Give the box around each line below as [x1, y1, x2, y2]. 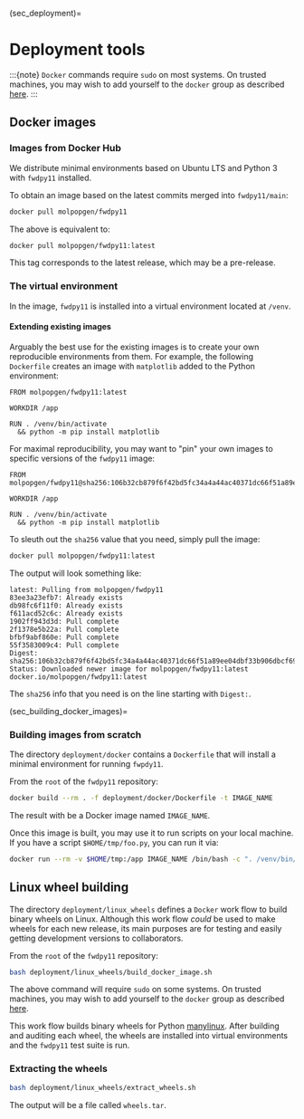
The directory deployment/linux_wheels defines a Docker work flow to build [9, 904, 288, 914]
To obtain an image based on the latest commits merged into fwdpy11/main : [9, 189, 289, 200]
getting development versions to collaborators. [9, 932, 184, 943]
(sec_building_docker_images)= [9, 705, 128, 716]
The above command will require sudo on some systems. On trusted [9, 984, 262, 995]
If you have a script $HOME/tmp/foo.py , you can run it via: [9, 837, 219, 847]
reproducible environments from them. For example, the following [9, 350, 254, 361]
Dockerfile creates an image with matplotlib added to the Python [9, 360, 256, 371]
